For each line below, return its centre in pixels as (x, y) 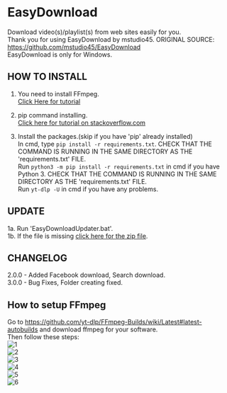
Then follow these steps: (43, 337)
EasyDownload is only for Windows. (60, 55)
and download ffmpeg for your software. (99, 329)
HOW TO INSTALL (47, 77)
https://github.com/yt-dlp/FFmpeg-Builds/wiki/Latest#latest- (113, 322)
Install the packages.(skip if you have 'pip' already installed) (105, 136)
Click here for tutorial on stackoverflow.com (82, 123)
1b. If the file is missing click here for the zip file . (78, 236)
